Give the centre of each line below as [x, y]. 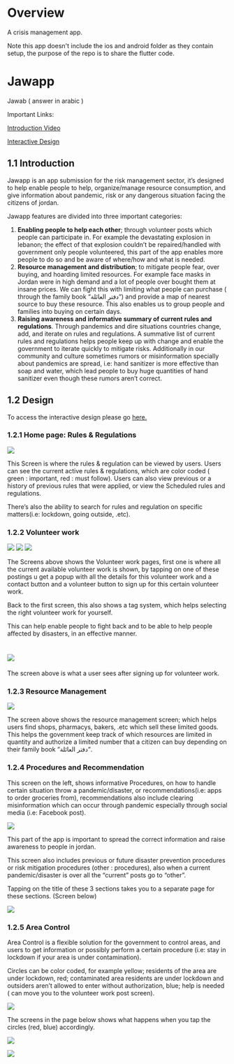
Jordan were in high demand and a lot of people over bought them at [116, 282]
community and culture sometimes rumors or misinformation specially [118, 356]
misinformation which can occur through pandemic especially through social [118, 805]
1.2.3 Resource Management [57, 691]
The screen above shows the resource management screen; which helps [112, 720]
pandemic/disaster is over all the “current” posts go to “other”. [97, 875]
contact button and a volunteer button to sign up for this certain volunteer [113, 584]
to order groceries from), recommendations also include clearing [100, 798]
